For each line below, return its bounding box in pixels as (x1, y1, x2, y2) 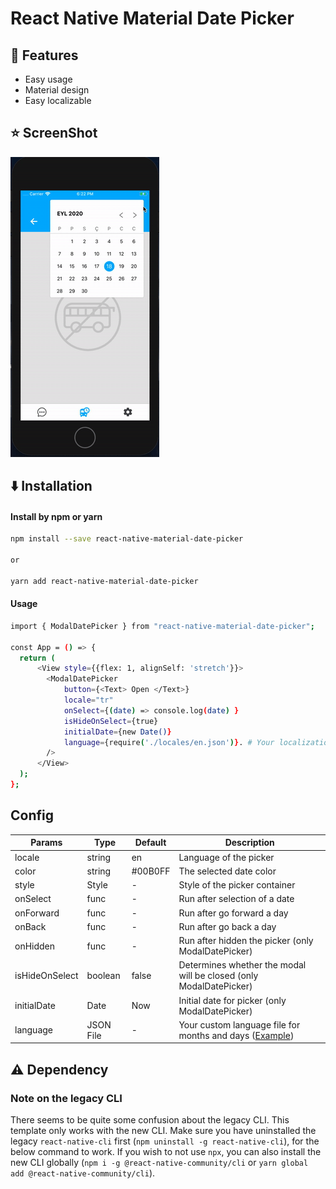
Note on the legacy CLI (10, 1091, 123, 1105)
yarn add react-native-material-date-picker (10, 576, 199, 586)
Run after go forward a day (178, 907, 289, 919)
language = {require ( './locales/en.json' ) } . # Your (63, 737, 275, 747)
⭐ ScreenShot (10, 125, 98, 142)
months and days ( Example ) (178, 1029, 295, 1041)
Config (10, 807, 54, 824)
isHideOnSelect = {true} (63, 716, 159, 726)
